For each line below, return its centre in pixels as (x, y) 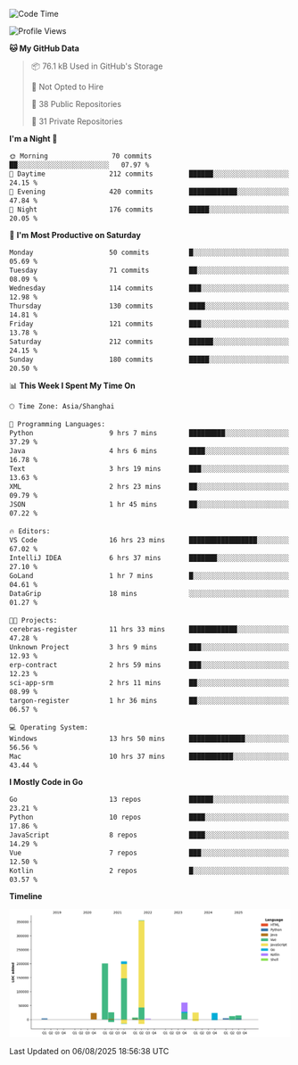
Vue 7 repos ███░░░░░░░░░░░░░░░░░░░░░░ (149, 853)
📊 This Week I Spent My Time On (72, 385)
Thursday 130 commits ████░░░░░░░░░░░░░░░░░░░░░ (149, 306)
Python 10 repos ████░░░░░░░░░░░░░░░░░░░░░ (149, 817)
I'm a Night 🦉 (33, 139)
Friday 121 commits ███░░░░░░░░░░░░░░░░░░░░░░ (149, 324)
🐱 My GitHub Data (45, 48)
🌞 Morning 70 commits (81, 156)
